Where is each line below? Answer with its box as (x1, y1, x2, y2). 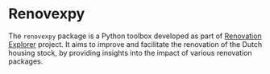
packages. (8, 56, 44, 66)
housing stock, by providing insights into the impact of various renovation (8, 48, 252, 57)
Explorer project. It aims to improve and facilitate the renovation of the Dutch (8, 39, 263, 49)
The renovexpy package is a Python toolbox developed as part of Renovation (8, 31, 262, 41)
